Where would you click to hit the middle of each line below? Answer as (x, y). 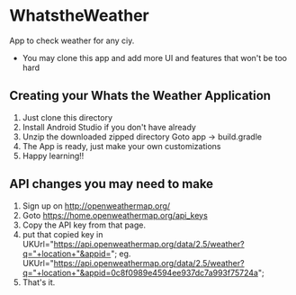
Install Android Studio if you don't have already (109, 127)
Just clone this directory (67, 117)
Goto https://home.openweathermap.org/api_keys (115, 215)
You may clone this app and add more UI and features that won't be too (155, 58)
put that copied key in (63, 234)
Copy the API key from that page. (84, 225)
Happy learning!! (53, 156)
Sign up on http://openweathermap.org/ (96, 206)
